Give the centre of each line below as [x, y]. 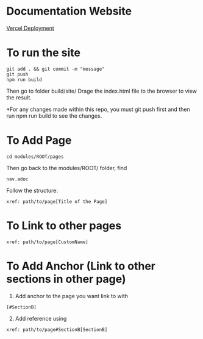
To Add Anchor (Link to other [81, 266]
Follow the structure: [32, 190]
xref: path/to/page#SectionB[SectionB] [57, 330]
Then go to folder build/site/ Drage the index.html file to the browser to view [101, 91]
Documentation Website [69, 11]
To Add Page [39, 141]
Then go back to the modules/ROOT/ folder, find [67, 168]
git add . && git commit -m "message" [55, 69]
